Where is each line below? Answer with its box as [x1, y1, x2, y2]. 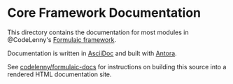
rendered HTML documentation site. [7, 70, 112, 78]
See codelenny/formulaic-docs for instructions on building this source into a [7, 62, 227, 71]
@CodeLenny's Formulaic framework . [7, 35, 117, 43]
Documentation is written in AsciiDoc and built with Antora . [7, 49, 177, 57]
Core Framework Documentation [7, 5, 202, 21]
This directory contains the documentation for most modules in [7, 28, 189, 36]
